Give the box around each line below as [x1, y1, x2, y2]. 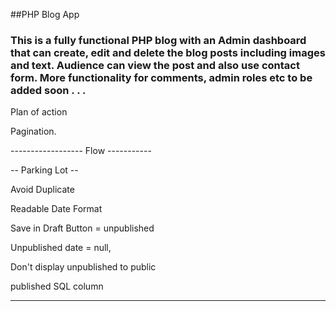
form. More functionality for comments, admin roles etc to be [10, 70, 313, 84]
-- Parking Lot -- [10, 164, 79, 176]
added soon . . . [10, 83, 87, 97]
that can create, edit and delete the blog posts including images [10, 45, 326, 59]
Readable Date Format [10, 203, 103, 215]
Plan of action [10, 106, 68, 118]
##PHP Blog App [10, 9, 80, 20]
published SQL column [10, 280, 104, 293]
